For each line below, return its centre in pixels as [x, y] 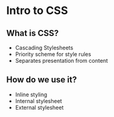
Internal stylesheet [38, 101]
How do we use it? [42, 80]
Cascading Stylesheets [44, 48]
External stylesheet [39, 107]
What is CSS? [33, 33]
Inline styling [31, 94]
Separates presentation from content [62, 61]
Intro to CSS [37, 11]
